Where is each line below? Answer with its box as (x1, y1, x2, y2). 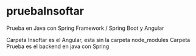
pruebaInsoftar (6, 4, 84, 18)
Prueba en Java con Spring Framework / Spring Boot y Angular (6, 24, 164, 32)
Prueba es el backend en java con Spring (6, 43, 110, 50)
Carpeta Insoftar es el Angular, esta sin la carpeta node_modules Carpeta (6, 36, 191, 43)
